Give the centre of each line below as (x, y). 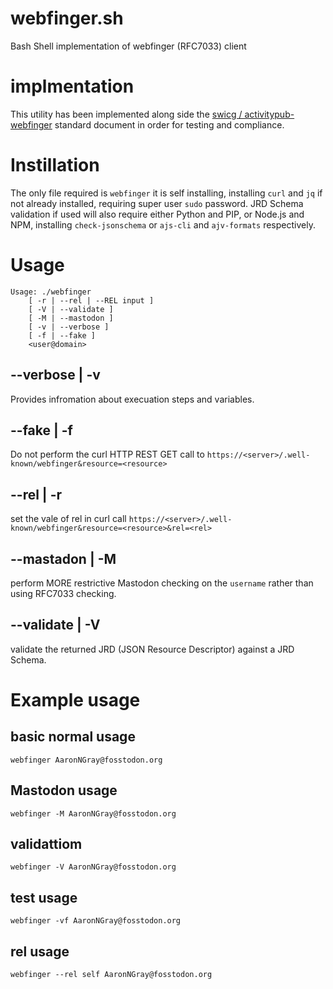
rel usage (40, 951)
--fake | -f (41, 430)
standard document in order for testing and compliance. (169, 124)
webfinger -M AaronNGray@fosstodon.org (93, 813)
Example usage (75, 700)
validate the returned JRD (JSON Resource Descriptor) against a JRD (152, 649)
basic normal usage (73, 737)
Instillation (55, 165)
